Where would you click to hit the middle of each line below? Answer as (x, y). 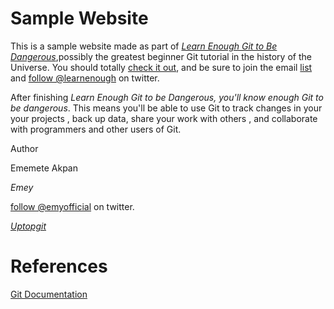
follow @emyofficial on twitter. (72, 206)
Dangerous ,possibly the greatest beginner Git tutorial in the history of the (161, 56)
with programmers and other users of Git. (96, 129)
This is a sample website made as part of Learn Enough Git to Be (144, 46)
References (59, 266)
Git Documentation (49, 294)
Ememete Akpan (44, 168)
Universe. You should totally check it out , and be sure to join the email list (161, 67)
